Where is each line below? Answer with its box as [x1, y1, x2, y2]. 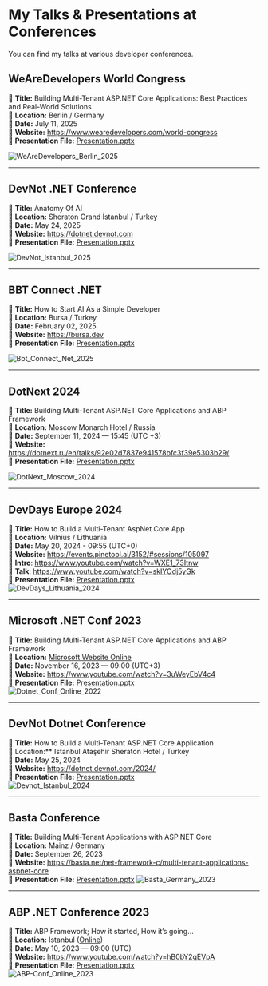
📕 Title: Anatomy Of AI [8, 203, 82, 213]
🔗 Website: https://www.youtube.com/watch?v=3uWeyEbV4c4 [8, 669, 216, 678]
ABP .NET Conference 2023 [8, 905, 150, 919]
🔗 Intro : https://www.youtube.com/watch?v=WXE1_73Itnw [8, 558, 199, 567]
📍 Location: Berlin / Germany [8, 110, 104, 120]
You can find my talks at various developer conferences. [8, 49, 194, 58]
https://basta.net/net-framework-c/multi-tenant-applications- [46, 857, 249, 868]
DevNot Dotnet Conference [8, 717, 146, 730]
